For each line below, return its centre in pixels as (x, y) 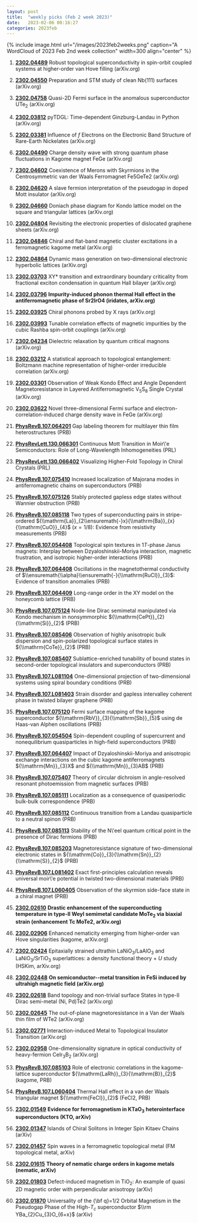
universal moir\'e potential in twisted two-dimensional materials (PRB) (100, 878)
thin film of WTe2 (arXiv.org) (49, 1019)
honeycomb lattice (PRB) (45, 599)
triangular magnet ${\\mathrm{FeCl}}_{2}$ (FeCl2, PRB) (83, 1098)
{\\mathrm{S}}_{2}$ (39, 860)
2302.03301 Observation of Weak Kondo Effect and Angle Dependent (100, 383)
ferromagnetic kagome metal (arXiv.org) (64, 247)
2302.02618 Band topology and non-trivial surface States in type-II (97, 995)
